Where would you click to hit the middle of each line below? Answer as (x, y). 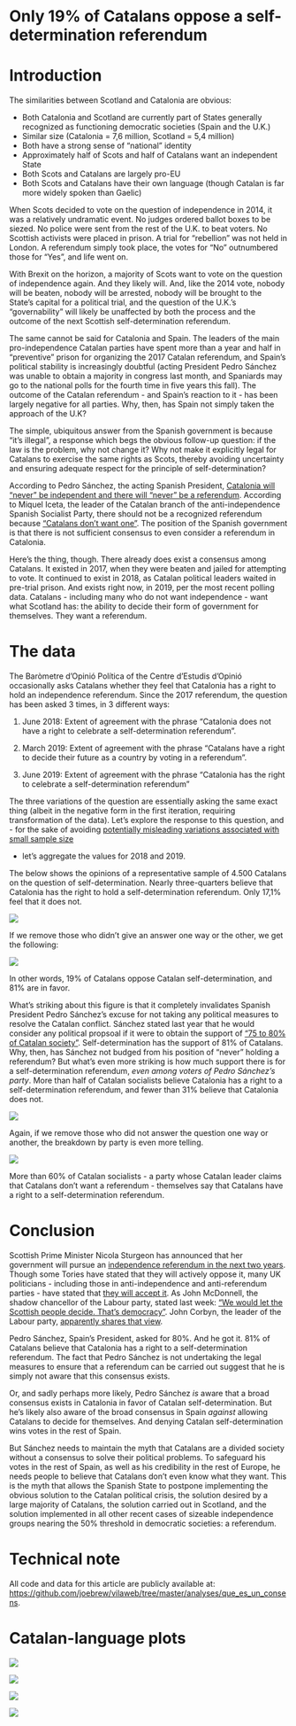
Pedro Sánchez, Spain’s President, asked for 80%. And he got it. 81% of (140, 1338)
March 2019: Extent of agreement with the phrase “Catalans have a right (153, 748)
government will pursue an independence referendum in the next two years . (148, 1265)
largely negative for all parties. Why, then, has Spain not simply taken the (142, 404)
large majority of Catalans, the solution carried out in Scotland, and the (138, 1504)
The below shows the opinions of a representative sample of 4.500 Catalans (148, 874)
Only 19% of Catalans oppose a (126, 16)
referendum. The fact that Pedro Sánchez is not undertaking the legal (136, 1357)
